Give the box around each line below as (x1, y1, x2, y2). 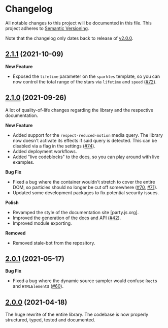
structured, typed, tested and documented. (5, 317, 95, 323)
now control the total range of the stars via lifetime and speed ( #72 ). (12, 78, 157, 84)
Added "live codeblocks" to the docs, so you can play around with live (12, 154, 160, 160)
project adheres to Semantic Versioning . (5, 25, 89, 31)
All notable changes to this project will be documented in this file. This (5, 20, 152, 26)
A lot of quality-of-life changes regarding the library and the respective (5, 107, 154, 113)
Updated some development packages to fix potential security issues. (12, 189, 159, 196)
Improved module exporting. (12, 220, 72, 226)
